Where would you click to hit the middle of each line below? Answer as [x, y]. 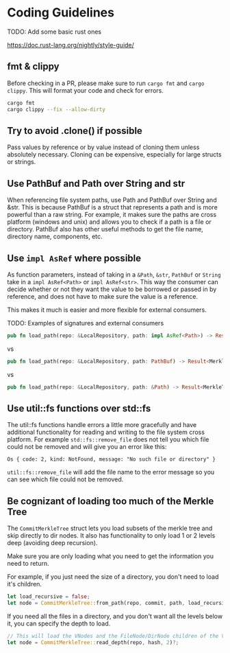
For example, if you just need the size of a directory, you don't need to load [113, 577]
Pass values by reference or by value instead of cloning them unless [103, 147]
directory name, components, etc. [55, 237]
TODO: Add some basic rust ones [54, 32]
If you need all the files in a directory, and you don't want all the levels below [115, 616]
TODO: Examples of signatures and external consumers [86, 323]
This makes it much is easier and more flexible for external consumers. [107, 310]
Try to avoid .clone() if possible [75, 131]
